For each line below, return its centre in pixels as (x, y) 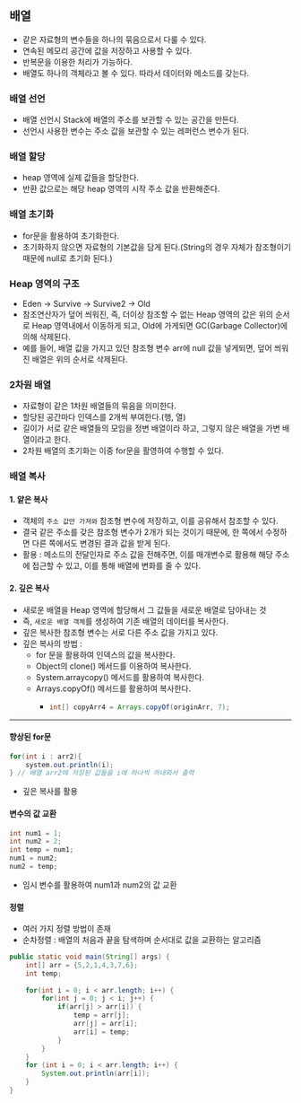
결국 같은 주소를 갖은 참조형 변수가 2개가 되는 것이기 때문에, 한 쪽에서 (143, 532)
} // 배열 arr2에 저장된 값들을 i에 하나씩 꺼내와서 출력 (102, 773)
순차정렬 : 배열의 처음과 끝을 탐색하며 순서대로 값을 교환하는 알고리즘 (142, 940)
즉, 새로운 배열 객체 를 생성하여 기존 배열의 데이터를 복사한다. (125, 621)
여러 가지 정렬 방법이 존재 (67, 929)
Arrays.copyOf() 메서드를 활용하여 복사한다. (113, 688)
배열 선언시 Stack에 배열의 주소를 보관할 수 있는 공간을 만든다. (130, 120)
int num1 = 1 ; (36, 833)
